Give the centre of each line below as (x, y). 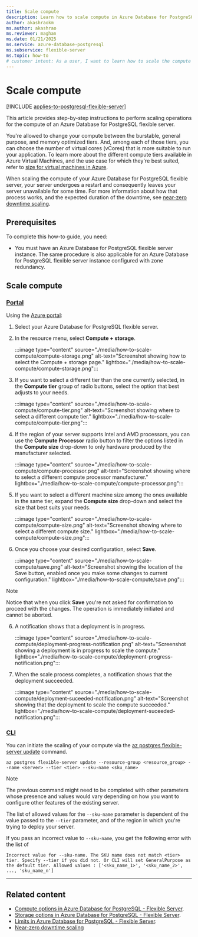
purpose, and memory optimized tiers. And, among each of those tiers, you (97, 142)
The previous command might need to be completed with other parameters (97, 790)
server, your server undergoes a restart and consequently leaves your (91, 185)
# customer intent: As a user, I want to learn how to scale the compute (99, 61)
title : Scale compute (33, 12)
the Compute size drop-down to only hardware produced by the (93, 446)
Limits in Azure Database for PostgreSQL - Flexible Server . (86, 921)
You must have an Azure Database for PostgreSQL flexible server (94, 248)
